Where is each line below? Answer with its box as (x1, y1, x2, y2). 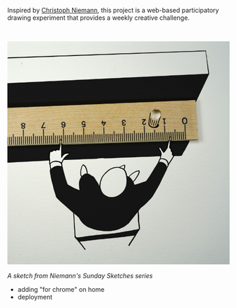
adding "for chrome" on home (17, 285, 104, 293)
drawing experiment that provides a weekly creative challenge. (7, 13, 190, 22)
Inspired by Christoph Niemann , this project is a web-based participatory (7, 6, 219, 14)
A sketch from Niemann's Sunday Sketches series (7, 272, 153, 280)
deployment (17, 293, 53, 301)
